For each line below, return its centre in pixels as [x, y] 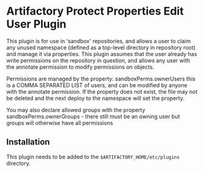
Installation [28, 142]
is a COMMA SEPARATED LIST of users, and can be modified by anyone [97, 85]
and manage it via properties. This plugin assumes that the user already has [102, 54]
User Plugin [36, 24]
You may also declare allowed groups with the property [76, 110]
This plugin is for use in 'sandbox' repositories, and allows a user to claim [99, 41]
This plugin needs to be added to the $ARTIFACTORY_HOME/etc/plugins [93, 157]
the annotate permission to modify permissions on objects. [80, 67]
